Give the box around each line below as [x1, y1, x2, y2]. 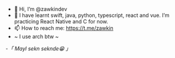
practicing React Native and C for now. [14, 18, 109, 25]
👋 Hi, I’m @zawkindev [14, 6, 67, 12]
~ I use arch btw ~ [14, 33, 59, 40]
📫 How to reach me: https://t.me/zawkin [14, 25, 114, 32]
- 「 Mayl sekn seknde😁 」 [5, 45, 72, 52]
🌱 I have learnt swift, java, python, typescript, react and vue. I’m [14, 12, 170, 19]
